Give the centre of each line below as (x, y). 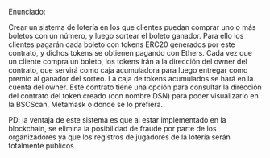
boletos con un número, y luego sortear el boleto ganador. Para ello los (126, 36)
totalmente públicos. (42, 146)
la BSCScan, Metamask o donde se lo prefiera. (86, 104)
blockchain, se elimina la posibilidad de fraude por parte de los (112, 129)
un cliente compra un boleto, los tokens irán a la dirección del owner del (128, 61)
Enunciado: (27, 12)
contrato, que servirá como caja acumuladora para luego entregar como (128, 70)
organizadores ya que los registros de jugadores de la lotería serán (120, 137)
